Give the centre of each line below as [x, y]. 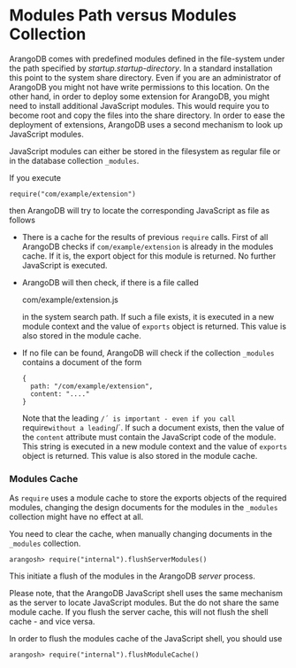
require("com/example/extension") [73, 194]
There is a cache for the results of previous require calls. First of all [145, 237]
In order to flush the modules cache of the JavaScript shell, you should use [146, 639]
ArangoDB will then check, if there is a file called [110, 282]
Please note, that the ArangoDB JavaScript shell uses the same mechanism [146, 594]
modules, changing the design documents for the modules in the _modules [144, 508]
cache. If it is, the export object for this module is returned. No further [149, 256]
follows [22, 220]
